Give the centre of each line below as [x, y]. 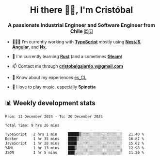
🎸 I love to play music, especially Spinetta [54, 87]
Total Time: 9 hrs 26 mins [32, 126]
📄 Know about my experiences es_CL [49, 78]
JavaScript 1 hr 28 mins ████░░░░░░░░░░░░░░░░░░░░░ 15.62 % [75, 143]
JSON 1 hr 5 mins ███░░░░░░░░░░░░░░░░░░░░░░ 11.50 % [75, 152]
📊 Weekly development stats [50, 103]
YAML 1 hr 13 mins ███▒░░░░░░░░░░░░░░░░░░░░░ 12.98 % [75, 148]
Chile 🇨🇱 [81, 31]
